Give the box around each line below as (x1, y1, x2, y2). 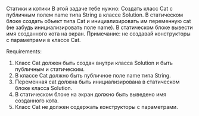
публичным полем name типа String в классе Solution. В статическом (6, 11, 184, 18)
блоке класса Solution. (14, 85, 73, 91)
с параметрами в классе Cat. (6, 37, 81, 43)
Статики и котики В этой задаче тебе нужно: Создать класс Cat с (6, 5, 173, 12)
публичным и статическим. (14, 66, 85, 73)
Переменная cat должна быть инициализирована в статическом (14, 78, 180, 85)
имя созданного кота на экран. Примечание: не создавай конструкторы (6, 30, 191, 37)
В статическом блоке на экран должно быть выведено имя (14, 91, 167, 98)
